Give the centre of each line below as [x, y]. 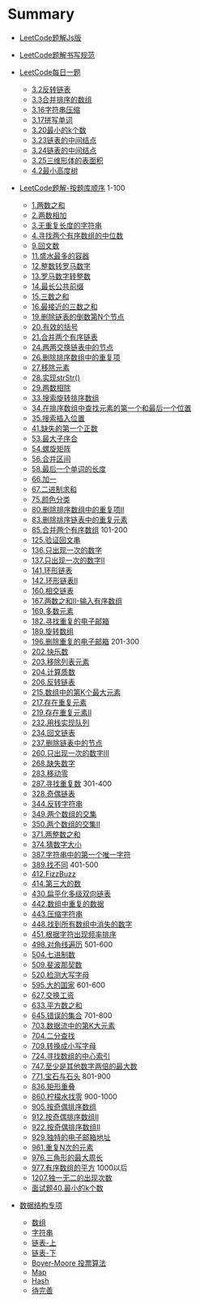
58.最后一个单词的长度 [69, 468]
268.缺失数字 [53, 763]
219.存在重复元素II [62, 712]
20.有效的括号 [55, 326]
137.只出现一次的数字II [68, 560]
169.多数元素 [53, 611]
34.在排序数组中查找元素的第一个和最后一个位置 [111, 408]
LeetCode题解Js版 [50, 37]
